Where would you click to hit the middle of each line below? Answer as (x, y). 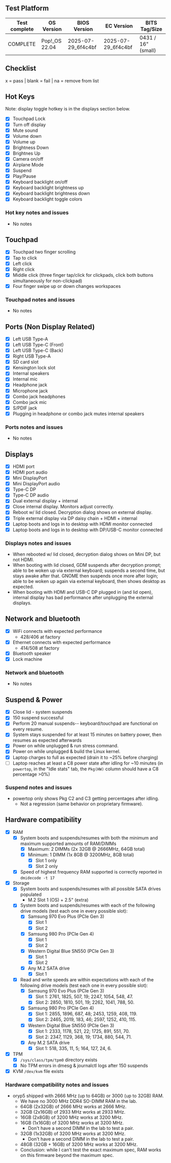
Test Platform (27, 8)
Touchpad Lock (29, 119)
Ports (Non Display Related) (50, 327)
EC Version (119, 26)
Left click (22, 264)
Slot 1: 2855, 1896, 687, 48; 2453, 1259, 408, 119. (86, 1014)
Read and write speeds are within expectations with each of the (87, 980)
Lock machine (27, 659)
